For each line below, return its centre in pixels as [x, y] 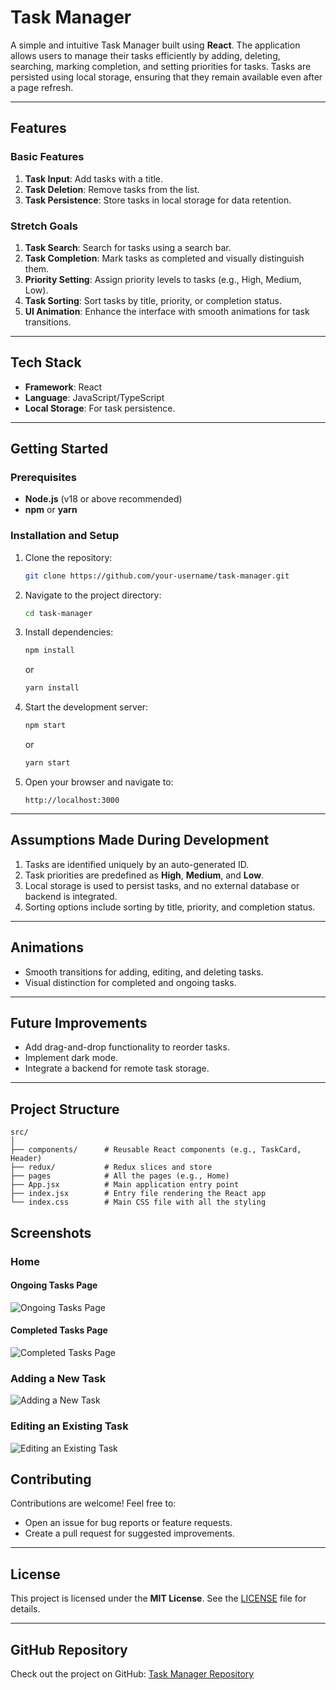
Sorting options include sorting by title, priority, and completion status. [170, 907]
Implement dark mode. [71, 1058]
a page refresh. [42, 87]
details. [25, 1609]
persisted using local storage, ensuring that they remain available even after [166, 77]
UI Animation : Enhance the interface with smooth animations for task [167, 311]
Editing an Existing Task [69, 1426]
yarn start [47, 763]
